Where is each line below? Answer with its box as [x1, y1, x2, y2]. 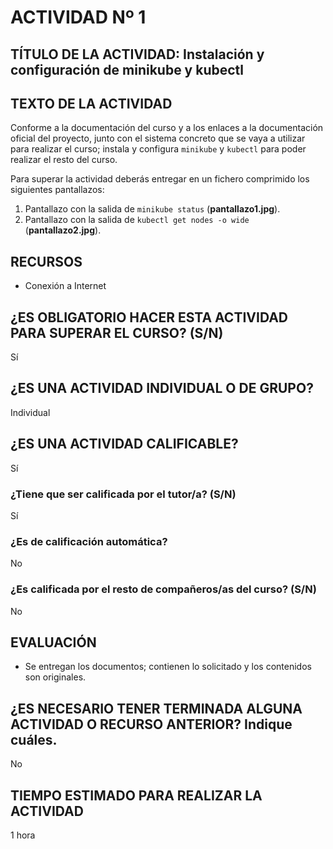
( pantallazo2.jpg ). [24, 224, 102, 236]
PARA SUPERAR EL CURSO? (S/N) [10, 324, 224, 341]
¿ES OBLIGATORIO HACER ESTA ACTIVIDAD [10, 309, 289, 326]
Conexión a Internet [24, 280, 107, 292]
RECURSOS [10, 253, 83, 270]
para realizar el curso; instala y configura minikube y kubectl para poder [10, 143, 307, 155]
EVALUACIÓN [10, 634, 97, 651]
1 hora [10, 829, 36, 841]
